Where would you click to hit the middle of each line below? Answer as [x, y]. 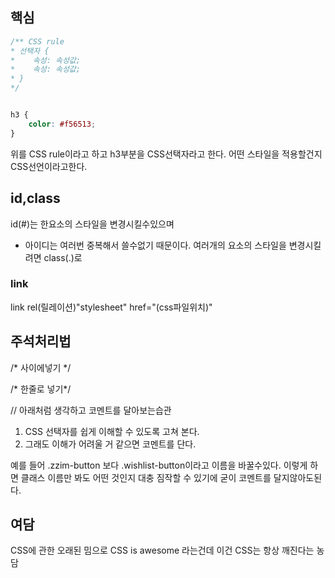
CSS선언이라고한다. [49, 166]
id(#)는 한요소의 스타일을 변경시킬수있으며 [92, 224]
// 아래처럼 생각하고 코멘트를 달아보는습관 [91, 410]
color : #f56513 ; [62, 124]
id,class [35, 198]
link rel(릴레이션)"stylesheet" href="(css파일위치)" [111, 307]
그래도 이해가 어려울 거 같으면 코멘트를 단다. [110, 444]
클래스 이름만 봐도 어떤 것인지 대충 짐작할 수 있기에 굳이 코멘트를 [146, 477]
